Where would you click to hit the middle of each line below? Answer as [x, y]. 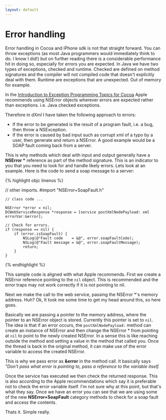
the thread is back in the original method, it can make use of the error [76, 346]
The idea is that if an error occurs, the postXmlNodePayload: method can [78, 325]
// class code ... [24, 199]
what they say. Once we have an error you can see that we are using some [81, 392]
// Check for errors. [28, 225]
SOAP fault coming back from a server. [52, 145]
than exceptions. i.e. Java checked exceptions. [53, 105]
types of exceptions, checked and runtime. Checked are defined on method [83, 69]
